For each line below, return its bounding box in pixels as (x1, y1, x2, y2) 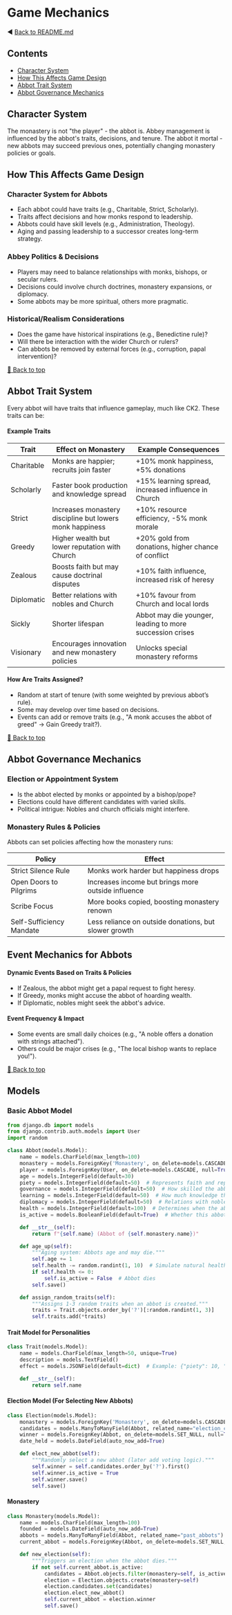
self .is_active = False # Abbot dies (43, 1275, 156, 1281)
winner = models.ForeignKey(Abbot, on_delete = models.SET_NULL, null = (19, 1431, 224, 1439)
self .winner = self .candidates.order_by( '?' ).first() (32, 1463, 190, 1470)
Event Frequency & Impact (7, 1014, 84, 1023)
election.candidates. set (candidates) (43, 1583, 153, 1590)
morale (135, 522, 159, 531)
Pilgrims (10, 886, 37, 895)
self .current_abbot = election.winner (43, 1596, 156, 1603)
